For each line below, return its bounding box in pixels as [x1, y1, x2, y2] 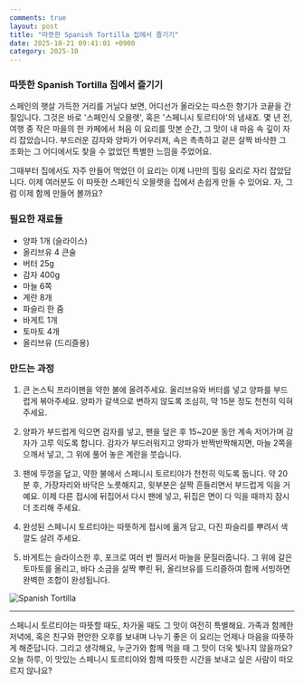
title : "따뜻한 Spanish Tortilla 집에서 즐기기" [9, 30, 179, 39]
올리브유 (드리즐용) [22, 337, 90, 348]
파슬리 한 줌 [22, 303, 65, 313]
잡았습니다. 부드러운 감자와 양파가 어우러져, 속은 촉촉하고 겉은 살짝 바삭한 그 [18, 135, 287, 146]
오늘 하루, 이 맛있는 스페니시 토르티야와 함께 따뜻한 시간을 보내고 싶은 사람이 [9, 654, 278, 665]
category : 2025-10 [9, 47, 79, 56]
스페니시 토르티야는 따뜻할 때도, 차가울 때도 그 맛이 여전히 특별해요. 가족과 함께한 [9, 620, 294, 631]
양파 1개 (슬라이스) [22, 235, 88, 246]
